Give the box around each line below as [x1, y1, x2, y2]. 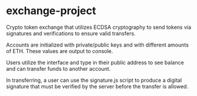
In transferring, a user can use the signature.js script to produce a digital [6, 77, 182, 84]
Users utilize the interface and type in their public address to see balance [6, 59, 184, 66]
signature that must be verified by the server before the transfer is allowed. [6, 82, 189, 90]
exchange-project [6, 4, 96, 18]
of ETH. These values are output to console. [6, 47, 113, 54]
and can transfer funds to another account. [6, 65, 111, 72]
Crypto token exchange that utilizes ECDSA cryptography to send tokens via [6, 24, 192, 31]
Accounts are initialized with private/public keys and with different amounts [6, 41, 189, 48]
